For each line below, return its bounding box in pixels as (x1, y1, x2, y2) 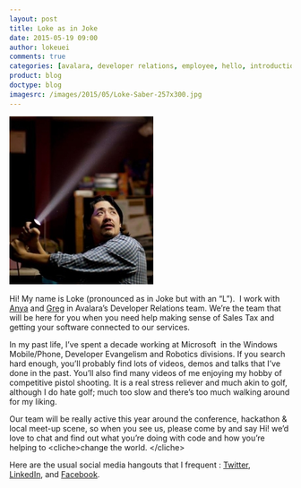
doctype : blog (9, 81, 63, 90)
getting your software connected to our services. (9, 321, 191, 332)
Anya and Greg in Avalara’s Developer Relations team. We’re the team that (9, 303, 282, 313)
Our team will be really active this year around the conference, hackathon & (9, 413, 288, 424)
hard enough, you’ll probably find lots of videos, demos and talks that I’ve (9, 358, 280, 369)
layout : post (9, 14, 58, 23)
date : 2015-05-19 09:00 (9, 33, 99, 42)
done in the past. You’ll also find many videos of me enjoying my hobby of (9, 367, 282, 378)
